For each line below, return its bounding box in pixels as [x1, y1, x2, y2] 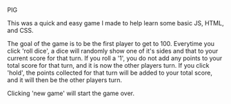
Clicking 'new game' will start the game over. [7, 89, 134, 97]
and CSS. [7, 27, 34, 34]
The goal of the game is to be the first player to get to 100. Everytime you [7, 40, 215, 47]
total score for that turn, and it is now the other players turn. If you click [7, 62, 210, 69]
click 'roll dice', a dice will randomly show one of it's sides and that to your [7, 47, 219, 55]
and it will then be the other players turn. [7, 76, 123, 84]
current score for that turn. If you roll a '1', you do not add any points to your [7, 54, 223, 62]
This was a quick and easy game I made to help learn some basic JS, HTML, [7, 19, 224, 27]
